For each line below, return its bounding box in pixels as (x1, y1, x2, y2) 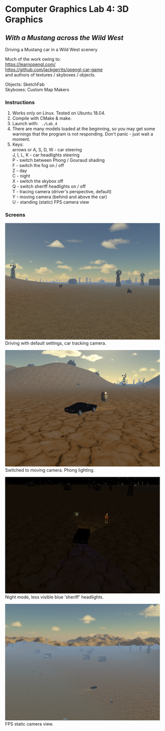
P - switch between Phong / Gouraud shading (12, 157, 105, 163)
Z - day (12, 168, 27, 174)
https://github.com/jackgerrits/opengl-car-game (5, 67, 103, 72)
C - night (12, 173, 30, 179)
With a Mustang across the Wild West (5, 34, 124, 42)
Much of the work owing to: (5, 56, 61, 62)
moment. (12, 137, 30, 142)
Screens (5, 211, 26, 218)
